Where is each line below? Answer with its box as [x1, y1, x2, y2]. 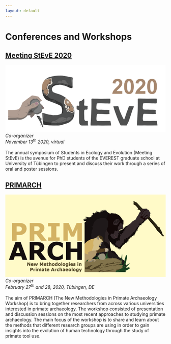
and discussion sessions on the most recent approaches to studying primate [5, 311, 166, 317]
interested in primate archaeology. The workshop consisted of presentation [5, 306, 163, 312]
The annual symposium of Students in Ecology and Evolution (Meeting [5, 150, 153, 156]
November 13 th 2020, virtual [5, 138, 65, 145]
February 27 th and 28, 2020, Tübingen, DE [5, 283, 95, 290]
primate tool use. [5, 333, 41, 339]
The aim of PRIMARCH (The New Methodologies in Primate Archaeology [5, 294, 157, 301]
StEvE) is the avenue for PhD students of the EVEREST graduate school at [5, 155, 160, 161]
